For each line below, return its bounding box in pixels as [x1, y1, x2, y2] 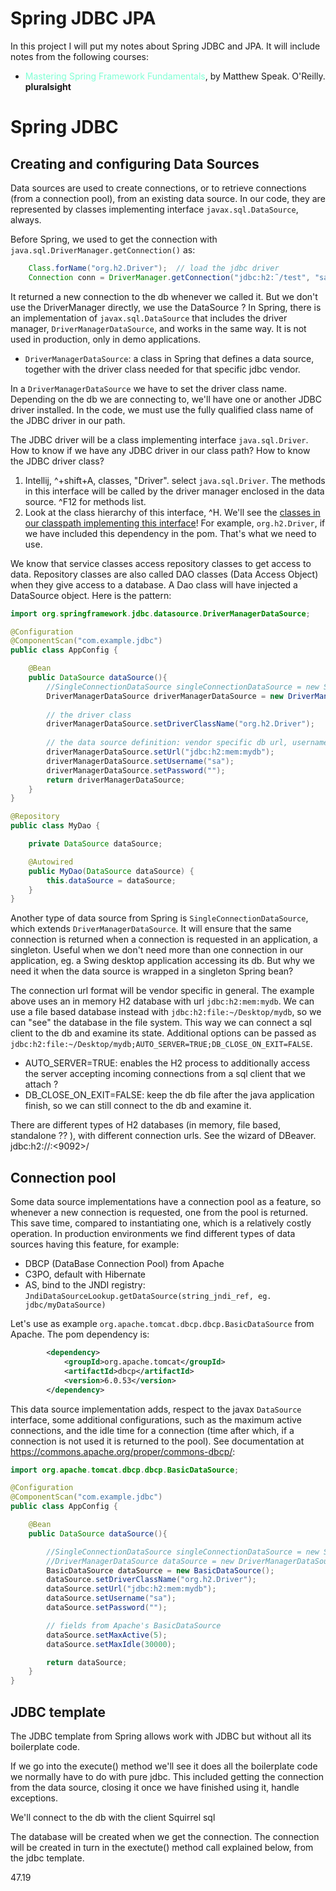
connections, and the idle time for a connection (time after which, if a [10, 1424, 295, 1436]
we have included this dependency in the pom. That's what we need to [24, 527, 317, 539]
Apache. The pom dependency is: [10, 1328, 150, 1341]
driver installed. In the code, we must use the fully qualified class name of [10, 403, 314, 416]
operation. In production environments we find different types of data [10, 1228, 296, 1240]
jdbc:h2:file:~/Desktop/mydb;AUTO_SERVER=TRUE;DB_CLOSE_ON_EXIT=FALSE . [10, 1038, 313, 1050]
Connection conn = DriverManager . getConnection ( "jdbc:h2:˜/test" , [28, 272, 311, 282]
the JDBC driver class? [10, 455, 105, 467]
